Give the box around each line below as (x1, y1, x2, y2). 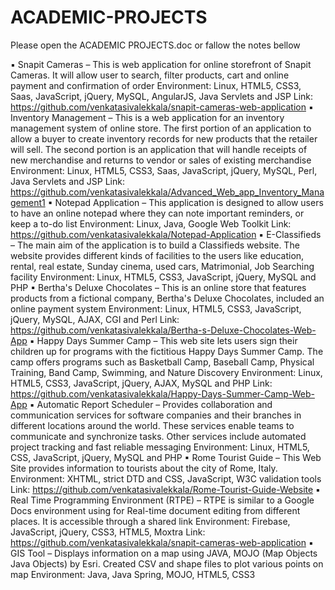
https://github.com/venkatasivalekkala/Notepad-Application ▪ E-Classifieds (10, 228, 322, 240)
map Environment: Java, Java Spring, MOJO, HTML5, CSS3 (10, 568, 256, 580)
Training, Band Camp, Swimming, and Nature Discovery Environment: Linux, (10, 366, 323, 378)
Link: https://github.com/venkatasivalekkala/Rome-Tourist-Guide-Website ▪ (10, 483, 321, 495)
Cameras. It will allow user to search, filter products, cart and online (10, 69, 290, 81)
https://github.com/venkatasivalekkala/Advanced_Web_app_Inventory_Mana (10, 186, 325, 198)
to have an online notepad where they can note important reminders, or (10, 207, 305, 219)
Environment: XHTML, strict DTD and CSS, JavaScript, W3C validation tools (10, 472, 322, 485)
